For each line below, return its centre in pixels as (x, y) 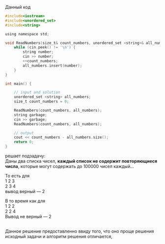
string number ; (38, 52)
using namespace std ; (27, 34)
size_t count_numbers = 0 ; (41, 102)
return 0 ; (24, 142)
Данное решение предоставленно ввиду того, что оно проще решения (80, 231)
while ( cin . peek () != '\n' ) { (45, 48)
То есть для (17, 176)
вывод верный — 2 (25, 191)
